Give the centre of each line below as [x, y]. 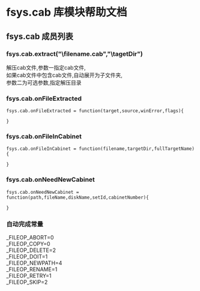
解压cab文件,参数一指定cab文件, [46, 67]
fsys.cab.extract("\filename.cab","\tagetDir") [74, 53]
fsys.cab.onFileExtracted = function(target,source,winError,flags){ [95, 111]
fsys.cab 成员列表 [40, 36]
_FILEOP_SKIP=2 [27, 282]
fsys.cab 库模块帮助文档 [67, 12]
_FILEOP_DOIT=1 [27, 257]
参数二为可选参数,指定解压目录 [44, 82]
